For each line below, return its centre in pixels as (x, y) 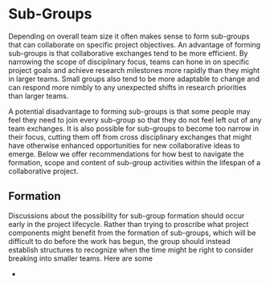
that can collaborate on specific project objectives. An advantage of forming (135, 44)
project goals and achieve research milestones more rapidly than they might (134, 70)
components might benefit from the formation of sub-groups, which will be (132, 233)
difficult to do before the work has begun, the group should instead (119, 241)
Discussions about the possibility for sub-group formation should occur (127, 215)
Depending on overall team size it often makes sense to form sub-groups (129, 36)
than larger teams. (39, 95)
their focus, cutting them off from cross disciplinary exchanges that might (130, 136)
